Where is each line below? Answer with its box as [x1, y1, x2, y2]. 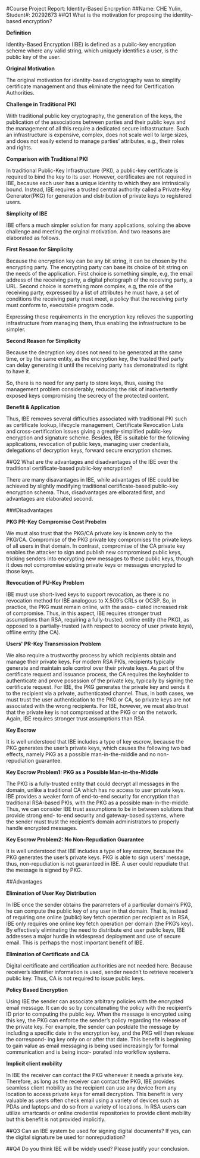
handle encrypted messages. [6, 825, 78, 831]
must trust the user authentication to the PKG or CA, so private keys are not [6, 696, 191, 703]
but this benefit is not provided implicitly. [6, 1116, 106, 1123]
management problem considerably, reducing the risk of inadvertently [6, 386, 177, 392]
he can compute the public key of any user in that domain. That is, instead [6, 907, 188, 914]
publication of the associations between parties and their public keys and [6, 118, 186, 126]
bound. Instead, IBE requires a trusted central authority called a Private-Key [6, 186, 192, 193]
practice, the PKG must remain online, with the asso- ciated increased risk [6, 604, 188, 610]
